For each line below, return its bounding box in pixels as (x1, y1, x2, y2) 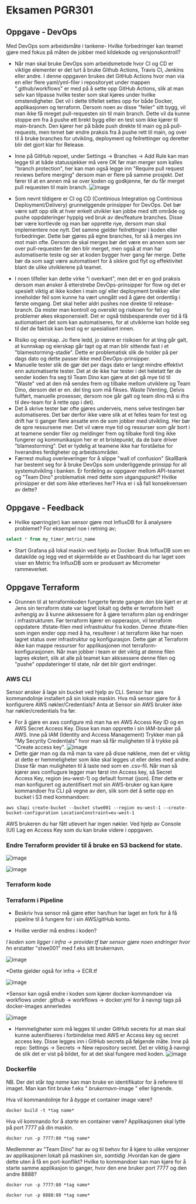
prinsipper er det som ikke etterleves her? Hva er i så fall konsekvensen (14, 480, 187, 487)
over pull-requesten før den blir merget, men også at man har (14, 245, 163, 252)
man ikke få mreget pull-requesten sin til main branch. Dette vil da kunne (14, 110, 190, 117)
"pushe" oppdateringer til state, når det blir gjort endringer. (14, 660, 157, 667)
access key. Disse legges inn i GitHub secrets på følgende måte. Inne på (14, 1038, 189, 1045)
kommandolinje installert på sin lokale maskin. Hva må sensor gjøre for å (6, 694, 181, 702)
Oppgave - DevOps (6, 27, 77, 37)
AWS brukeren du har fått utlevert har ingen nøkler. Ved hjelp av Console (6, 820, 181, 827)
